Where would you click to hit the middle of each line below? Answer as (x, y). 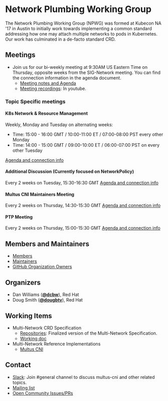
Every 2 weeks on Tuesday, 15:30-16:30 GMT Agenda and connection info (82, 183)
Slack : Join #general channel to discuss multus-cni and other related (83, 377)
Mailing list (24, 387)
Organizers (23, 282)
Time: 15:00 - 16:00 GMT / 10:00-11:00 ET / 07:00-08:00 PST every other (88, 134)
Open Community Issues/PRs (43, 393)
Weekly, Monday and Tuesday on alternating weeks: (59, 125)
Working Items (29, 316)
